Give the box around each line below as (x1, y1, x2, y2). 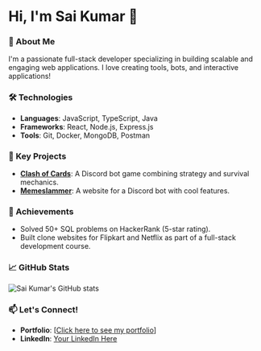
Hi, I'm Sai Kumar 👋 (8, 7, 139, 26)
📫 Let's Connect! (8, 304, 79, 315)
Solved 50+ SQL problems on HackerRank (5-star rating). (19, 225, 211, 234)
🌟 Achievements (8, 206, 74, 217)
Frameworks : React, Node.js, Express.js (19, 122, 154, 131)
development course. (19, 242, 91, 251)
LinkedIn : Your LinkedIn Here (19, 333, 118, 343)
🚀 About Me (8, 36, 56, 47)
